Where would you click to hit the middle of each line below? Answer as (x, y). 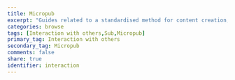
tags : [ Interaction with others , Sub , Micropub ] (76, 33)
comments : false (31, 53)
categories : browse (36, 26)
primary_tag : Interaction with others (64, 40)
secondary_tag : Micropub (43, 46)
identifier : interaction (43, 65)
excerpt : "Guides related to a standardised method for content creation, (119, 20)
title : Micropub (31, 14)
